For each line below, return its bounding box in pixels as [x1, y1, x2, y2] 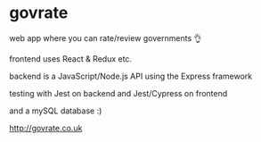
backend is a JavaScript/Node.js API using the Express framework [9, 71, 253, 81]
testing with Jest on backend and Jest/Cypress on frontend [9, 88, 228, 98]
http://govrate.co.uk [9, 122, 83, 133]
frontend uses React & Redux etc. [9, 53, 132, 64]
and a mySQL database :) [9, 105, 102, 116]
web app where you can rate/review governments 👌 [9, 32, 202, 43]
